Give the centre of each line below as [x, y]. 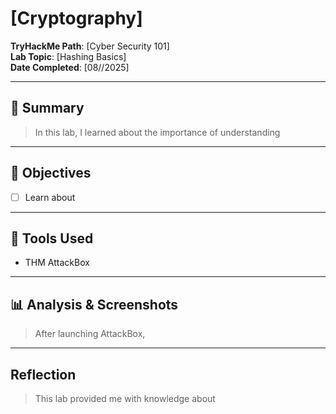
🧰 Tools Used [52, 238]
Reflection [43, 374]
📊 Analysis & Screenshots [94, 304]
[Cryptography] [76, 18]
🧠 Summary [47, 108]
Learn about [50, 197]
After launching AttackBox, [90, 334]
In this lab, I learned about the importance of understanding [157, 132]
